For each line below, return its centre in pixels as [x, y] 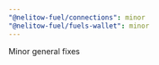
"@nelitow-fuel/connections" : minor [77, 17]
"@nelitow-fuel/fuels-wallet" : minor [79, 26]
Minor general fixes [44, 51]
